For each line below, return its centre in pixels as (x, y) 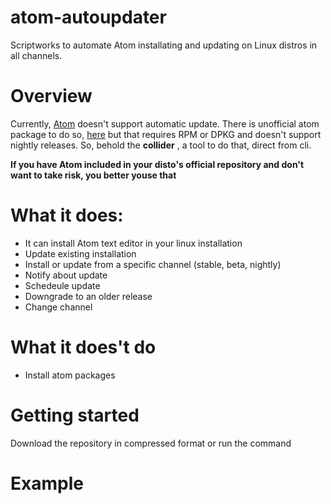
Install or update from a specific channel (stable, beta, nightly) (153, 264)
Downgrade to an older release (88, 296)
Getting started (75, 415)
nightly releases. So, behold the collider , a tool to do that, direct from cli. (161, 145)
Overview (51, 96)
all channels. (36, 55)
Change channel (58, 307)
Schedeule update (62, 285)
